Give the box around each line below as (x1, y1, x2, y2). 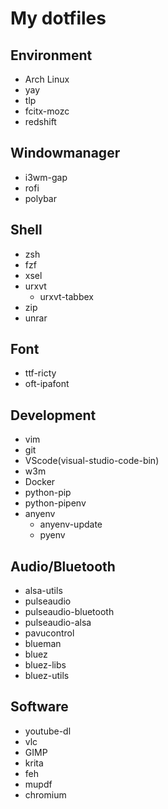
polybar (24, 192, 57, 204)
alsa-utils (24, 585, 63, 597)
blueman (24, 638, 62, 650)
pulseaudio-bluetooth (24, 606, 115, 618)
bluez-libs (24, 659, 67, 671)
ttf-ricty (24, 367, 57, 379)
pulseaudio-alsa (24, 617, 92, 629)
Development (10, 407, 97, 424)
